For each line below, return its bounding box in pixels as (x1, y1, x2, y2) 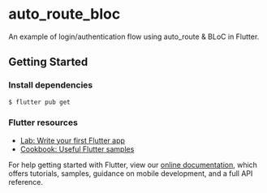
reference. (8, 177, 43, 187)
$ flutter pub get (8, 98, 71, 106)
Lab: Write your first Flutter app (19, 135, 126, 145)
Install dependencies (8, 79, 93, 91)
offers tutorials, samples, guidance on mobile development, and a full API (8, 168, 253, 178)
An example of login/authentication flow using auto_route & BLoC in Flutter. (8, 32, 260, 41)
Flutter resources (8, 117, 79, 128)
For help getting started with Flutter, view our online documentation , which (8, 160, 258, 169)
